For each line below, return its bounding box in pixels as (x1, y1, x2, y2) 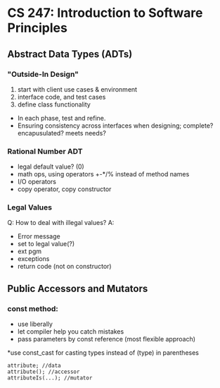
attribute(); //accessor (7, 368, 80, 375)
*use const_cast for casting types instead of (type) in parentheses (7, 348, 199, 357)
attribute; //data (7, 362, 61, 370)
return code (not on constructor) (17, 262, 112, 271)
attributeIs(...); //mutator (7, 375, 93, 382)
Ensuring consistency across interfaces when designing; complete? (17, 121, 214, 130)
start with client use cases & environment (17, 85, 138, 93)
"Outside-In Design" (7, 69, 79, 79)
